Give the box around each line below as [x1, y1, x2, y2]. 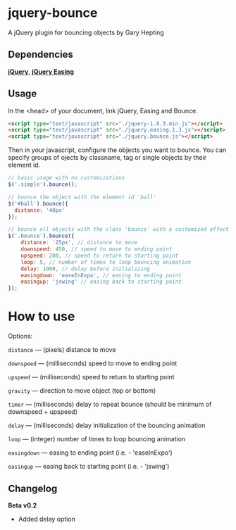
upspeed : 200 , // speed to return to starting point [20, 252, 179, 259]
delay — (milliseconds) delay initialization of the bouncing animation [8, 421, 206, 430]
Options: [8, 332, 33, 341]
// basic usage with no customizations [8, 175, 125, 182]
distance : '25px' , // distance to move [20, 239, 138, 246]
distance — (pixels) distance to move [8, 346, 116, 354]
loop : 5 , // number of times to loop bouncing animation [20, 258, 192, 265]
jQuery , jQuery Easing [8, 67, 75, 75]
